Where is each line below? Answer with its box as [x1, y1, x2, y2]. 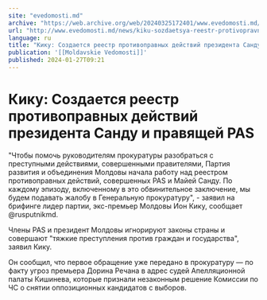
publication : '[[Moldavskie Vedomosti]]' [8, 49, 148, 56]
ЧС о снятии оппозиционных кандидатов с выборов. [8, 282, 187, 292]
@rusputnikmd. [8, 209, 59, 219]
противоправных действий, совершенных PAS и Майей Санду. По [8, 176, 233, 185]
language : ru [8, 33, 52, 42]
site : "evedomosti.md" [8, 11, 83, 20]
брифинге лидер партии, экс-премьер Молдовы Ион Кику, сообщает [8, 201, 243, 211]
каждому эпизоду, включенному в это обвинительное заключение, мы [8, 184, 251, 193]
